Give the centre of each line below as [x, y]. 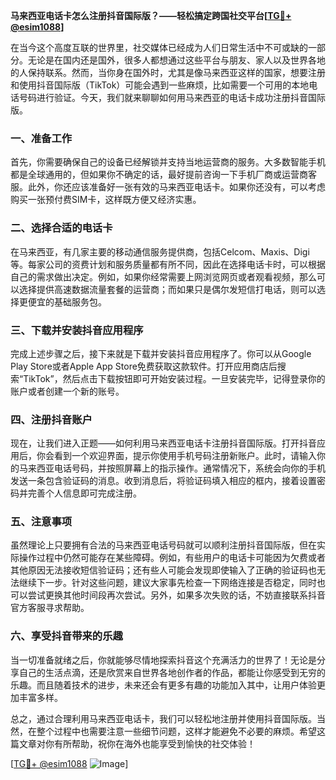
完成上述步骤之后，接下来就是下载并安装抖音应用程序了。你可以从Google [161, 353]
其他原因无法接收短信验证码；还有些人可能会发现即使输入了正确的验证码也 [163, 570]
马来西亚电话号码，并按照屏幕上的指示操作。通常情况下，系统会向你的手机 [172, 468]
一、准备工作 [41, 138]
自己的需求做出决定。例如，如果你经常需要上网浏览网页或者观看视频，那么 [163, 276]
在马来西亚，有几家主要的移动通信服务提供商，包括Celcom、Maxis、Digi [160, 251]
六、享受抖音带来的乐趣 [66, 636]
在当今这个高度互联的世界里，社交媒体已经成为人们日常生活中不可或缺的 [159, 47]
